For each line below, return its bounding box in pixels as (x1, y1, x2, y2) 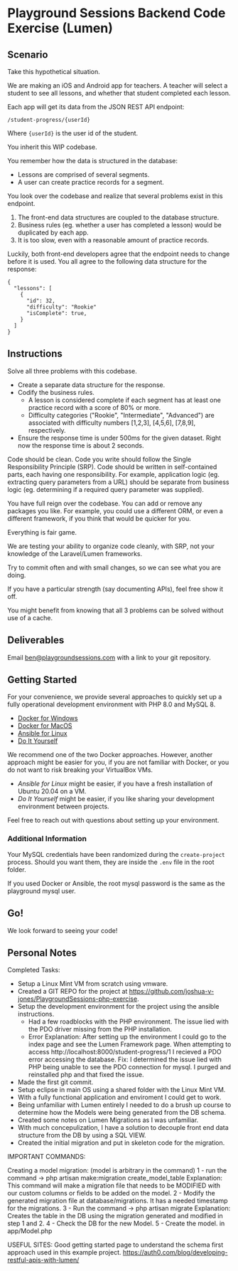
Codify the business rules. (17, 388, 94, 396)
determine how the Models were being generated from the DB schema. (17, 1108, 226, 1117)
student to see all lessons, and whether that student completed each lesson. (7, 89, 231, 97)
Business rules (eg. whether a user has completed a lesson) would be (17, 221, 222, 229)
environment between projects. (17, 802, 109, 811)
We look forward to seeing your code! (7, 926, 118, 935)
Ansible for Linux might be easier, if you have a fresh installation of (17, 779, 213, 788)
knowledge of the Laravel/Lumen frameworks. (7, 549, 143, 557)
